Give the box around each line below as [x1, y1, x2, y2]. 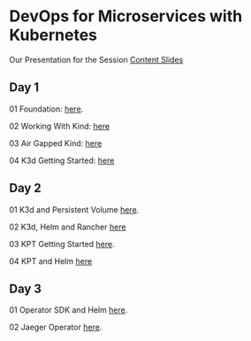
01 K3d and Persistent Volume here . [9, 204, 140, 214]
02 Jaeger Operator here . [9, 322, 103, 333]
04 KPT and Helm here [9, 255, 93, 267]
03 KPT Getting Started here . [9, 238, 115, 249]
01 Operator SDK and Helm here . [9, 305, 128, 315]
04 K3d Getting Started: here [9, 155, 115, 166]
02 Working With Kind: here [9, 120, 110, 131]
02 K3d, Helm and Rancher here [9, 221, 126, 232]
